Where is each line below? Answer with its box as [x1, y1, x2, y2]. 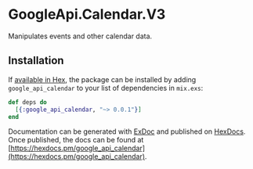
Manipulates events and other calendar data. [8, 31, 153, 41]
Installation [8, 54, 64, 67]
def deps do [8, 98, 47, 106]
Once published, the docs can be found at [8, 135, 144, 145]
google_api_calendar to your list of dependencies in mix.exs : [8, 83, 204, 92]
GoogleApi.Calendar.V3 [8, 5, 166, 23]
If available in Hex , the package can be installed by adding [8, 74, 197, 84]
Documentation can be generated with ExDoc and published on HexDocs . [8, 127, 246, 136]
